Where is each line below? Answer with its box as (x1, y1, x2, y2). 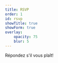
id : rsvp (5, 16, 23, 21)
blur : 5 (14, 39, 29, 44)
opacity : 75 (14, 35, 38, 40)
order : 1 (5, 12, 23, 17)
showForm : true (5, 25, 36, 30)
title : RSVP (5, 7, 29, 12)
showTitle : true (5, 21, 38, 26)
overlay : (5, 30, 23, 35)
